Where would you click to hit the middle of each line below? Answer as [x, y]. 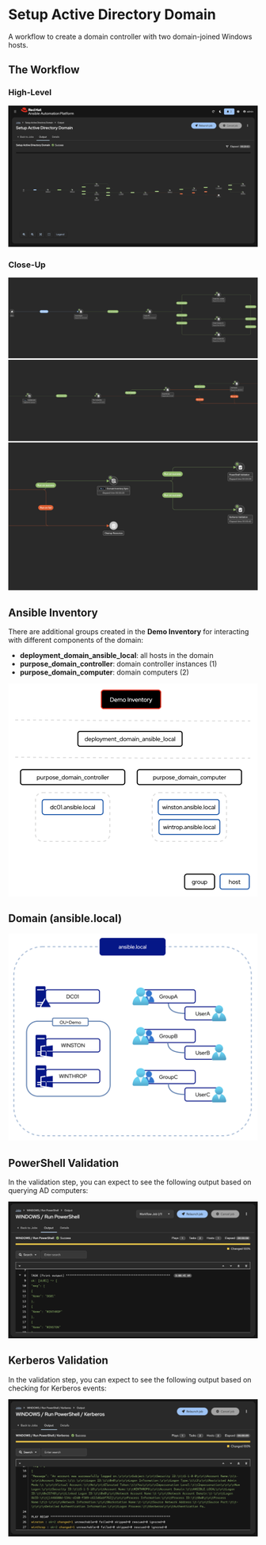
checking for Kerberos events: [57, 1388]
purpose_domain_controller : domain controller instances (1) [118, 664]
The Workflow [44, 70]
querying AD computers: [48, 1190]
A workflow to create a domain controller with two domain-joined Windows [130, 36]
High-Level [30, 93]
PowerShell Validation [64, 1163]
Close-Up [27, 265]
